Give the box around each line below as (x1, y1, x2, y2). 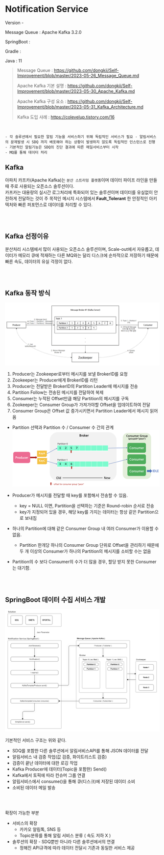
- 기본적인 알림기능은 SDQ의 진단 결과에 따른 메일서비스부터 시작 (5, 145, 119, 149)
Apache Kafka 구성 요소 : (17, 98, 67, 104)
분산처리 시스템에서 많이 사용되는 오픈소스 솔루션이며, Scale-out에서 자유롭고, (5, 246, 154, 252)
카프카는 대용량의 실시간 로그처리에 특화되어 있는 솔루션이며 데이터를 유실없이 (5, 189, 153, 195)
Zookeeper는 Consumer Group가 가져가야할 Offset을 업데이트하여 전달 (12, 402, 151, 408)
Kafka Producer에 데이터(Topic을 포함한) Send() (12, 766, 107, 772)
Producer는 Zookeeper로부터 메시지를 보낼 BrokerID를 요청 (12, 371, 128, 377)
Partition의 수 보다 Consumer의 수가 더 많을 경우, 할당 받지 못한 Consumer (12, 559, 157, 565)
